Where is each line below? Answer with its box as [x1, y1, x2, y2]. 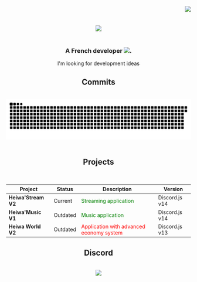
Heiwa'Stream [8, 194, 45, 201]
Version [163, 186, 184, 193]
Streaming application [81, 197, 134, 204]
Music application [81, 212, 124, 219]
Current [53, 197, 72, 204]
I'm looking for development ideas [57, 60, 140, 67]
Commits [81, 77, 116, 87]
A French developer [65, 46, 123, 55]
